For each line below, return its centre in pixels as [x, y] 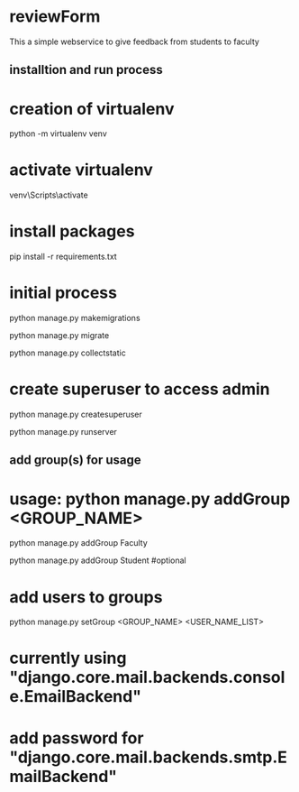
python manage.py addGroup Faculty [79, 543]
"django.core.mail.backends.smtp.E [149, 757]
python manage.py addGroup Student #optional [98, 560]
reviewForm [55, 17]
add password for [77, 738]
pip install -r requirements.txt [63, 257]
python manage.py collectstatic [68, 353]
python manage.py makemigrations [75, 318]
